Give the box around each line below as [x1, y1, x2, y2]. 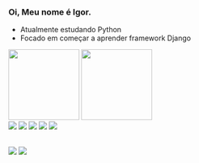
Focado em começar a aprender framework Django [19, 33, 192, 43]
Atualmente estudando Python [19, 25, 122, 35]
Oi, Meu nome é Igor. [8, 6, 91, 18]
